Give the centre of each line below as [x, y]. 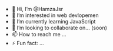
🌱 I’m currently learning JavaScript [54, 21]
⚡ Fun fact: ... [28, 43]
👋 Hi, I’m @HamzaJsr [37, 9]
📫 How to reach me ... [39, 34]
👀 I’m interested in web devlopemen [55, 15]
